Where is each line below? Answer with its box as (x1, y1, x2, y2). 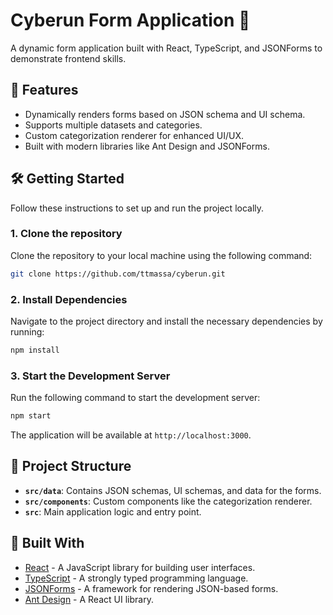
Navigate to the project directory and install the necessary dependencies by (10, 315, 323, 328)
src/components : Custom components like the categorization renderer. (24, 495, 313, 507)
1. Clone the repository (10, 227, 123, 241)
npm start (10, 411, 52, 421)
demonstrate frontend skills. (10, 52, 127, 64)
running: (10, 326, 45, 338)
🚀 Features (10, 82, 79, 99)
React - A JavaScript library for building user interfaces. (24, 561, 256, 573)
